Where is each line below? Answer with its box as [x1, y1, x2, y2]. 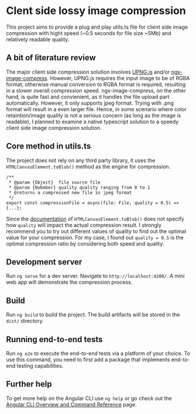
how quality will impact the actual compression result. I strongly [6, 221, 162, 229]
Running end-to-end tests [6, 334, 103, 344]
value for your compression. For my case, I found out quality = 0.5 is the [6, 234, 184, 241]
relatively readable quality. [6, 36, 70, 43]
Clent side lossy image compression [6, 4, 186, 18]
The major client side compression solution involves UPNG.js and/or [6, 68, 170, 75]
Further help [6, 379, 53, 389]
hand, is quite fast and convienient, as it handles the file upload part [6, 93, 170, 100]
